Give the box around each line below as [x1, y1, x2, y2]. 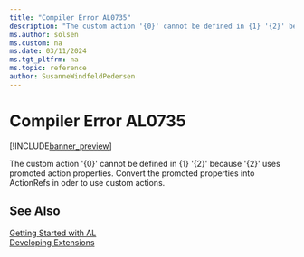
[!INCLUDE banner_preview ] [9, 141, 113, 151]
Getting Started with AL [9, 227, 97, 238]
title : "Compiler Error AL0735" [9, 13, 131, 23]
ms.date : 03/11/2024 [9, 47, 88, 56]
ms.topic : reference [9, 64, 88, 73]
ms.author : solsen [9, 30, 79, 39]
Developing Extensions [9, 236, 95, 248]
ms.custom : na [9, 38, 63, 48]
